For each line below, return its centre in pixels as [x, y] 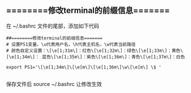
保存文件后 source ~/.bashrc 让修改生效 [54, 84]
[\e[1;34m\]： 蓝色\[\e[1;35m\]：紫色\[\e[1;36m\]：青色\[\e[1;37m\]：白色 [95, 57]
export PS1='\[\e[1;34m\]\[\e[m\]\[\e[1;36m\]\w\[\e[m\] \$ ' [84, 67]
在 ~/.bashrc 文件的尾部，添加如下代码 [53, 26]
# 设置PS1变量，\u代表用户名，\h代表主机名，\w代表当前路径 [71, 44]
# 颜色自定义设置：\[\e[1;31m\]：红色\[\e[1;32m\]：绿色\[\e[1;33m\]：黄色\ [95, 51]
